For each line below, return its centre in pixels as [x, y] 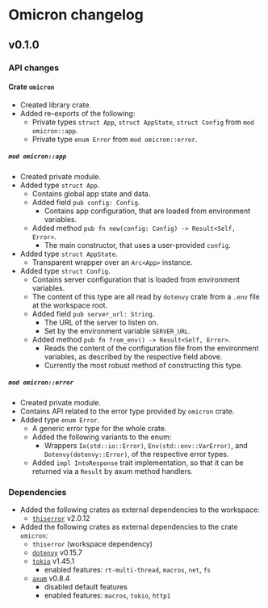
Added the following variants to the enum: [102, 437]
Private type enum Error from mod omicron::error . [115, 139]
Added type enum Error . [60, 419]
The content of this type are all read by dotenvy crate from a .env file [146, 296]
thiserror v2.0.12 [61, 518]
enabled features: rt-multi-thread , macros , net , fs [128, 569]
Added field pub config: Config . [86, 202]
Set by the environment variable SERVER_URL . [117, 331]
